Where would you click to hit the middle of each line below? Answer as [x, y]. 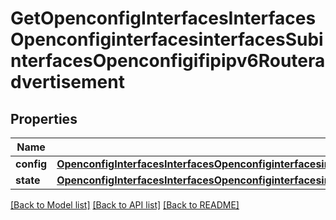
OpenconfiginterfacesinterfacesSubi [167, 39]
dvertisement [67, 82]
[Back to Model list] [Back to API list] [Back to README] [125, 205]
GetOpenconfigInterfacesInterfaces [163, 18]
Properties [44, 118]
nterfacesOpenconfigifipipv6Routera [168, 61]
